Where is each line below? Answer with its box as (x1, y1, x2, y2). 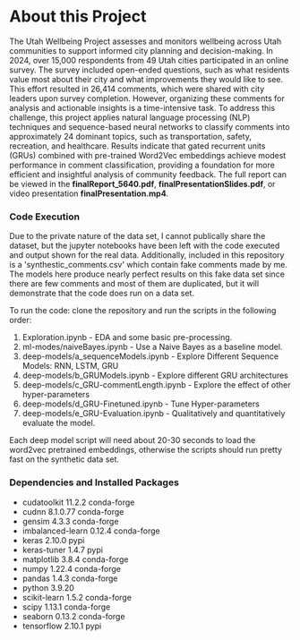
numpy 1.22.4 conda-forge (21, 563, 122, 574)
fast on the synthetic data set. (9, 454, 119, 465)
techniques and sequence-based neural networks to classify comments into (9, 121, 290, 132)
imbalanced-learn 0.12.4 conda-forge (21, 525, 161, 536)
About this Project (9, 6, 147, 27)
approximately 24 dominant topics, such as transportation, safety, (9, 131, 253, 141)
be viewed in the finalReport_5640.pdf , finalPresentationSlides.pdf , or (9, 178, 276, 189)
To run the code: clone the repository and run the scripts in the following (9, 305, 277, 316)
